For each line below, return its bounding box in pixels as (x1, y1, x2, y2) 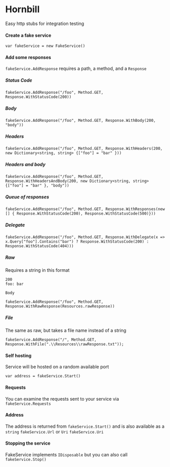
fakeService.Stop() (5, 457, 47, 462)
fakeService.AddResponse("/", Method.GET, (5, 338, 97, 343)
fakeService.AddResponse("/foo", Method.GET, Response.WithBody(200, (5, 118, 156, 123)
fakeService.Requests (5, 401, 51, 406)
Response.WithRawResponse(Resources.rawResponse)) (5, 304, 115, 309)
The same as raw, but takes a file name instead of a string (5, 327, 126, 333)
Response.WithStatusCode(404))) (5, 244, 74, 249)
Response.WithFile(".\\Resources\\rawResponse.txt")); (5, 342, 124, 347)
